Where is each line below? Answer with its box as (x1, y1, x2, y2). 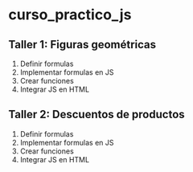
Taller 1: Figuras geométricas (8, 38, 157, 51)
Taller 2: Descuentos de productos (8, 108, 185, 121)
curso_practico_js (8, 6, 132, 24)
